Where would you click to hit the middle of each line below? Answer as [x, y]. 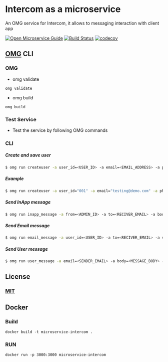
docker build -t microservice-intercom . [49, 332]
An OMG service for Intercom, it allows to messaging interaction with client [82, 23]
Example [14, 178]
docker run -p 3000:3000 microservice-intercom [56, 355]
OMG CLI [19, 54]
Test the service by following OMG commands [60, 130]
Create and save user [28, 155]
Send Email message [27, 225]
